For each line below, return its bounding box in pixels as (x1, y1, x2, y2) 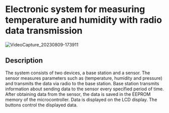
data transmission (5, 25, 83, 36)
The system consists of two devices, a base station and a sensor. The (5, 70, 150, 76)
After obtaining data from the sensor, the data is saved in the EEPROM (5, 91, 151, 97)
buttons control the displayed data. (5, 102, 78, 108)
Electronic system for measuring (5, 4, 145, 15)
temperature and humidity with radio (5, 14, 162, 26)
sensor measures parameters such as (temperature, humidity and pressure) (5, 75, 163, 81)
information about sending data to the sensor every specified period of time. (5, 86, 164, 92)
